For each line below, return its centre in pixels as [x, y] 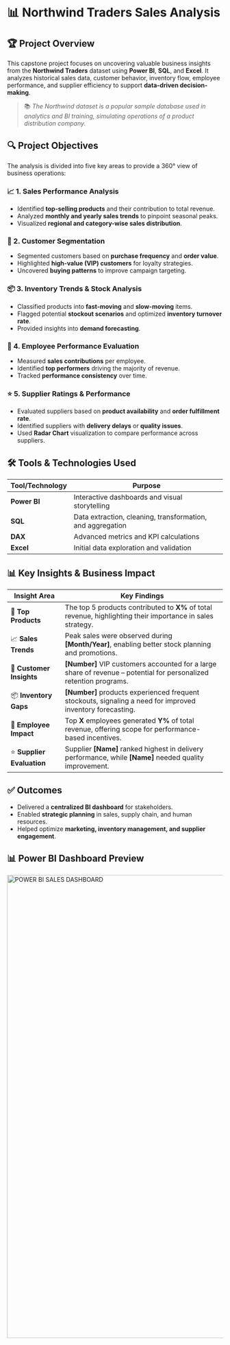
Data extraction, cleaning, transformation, [140, 517]
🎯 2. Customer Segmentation [56, 242]
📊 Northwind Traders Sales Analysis [114, 13]
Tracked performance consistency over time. [82, 375]
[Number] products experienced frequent [132, 692]
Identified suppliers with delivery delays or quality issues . [100, 426]
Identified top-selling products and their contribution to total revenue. [116, 209]
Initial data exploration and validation [132, 548]
